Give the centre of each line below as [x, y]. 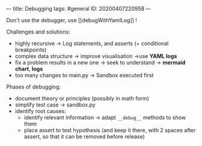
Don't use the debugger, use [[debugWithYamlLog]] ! [72, 20]
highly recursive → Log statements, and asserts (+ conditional [92, 43]
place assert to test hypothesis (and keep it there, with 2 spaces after [110, 130]
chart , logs [29, 69]
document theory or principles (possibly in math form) [82, 98]
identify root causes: [40, 111]
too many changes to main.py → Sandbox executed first [84, 75]
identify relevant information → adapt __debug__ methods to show [105, 117]
